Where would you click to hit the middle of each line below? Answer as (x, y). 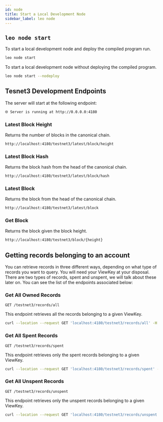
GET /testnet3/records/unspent (37, 391)
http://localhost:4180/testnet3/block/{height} (54, 240)
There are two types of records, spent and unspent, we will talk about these (81, 277)
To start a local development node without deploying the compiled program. (81, 67)
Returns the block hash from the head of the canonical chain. (66, 167)
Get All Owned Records (33, 295)
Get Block (17, 221)
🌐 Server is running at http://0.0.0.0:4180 (51, 112)
